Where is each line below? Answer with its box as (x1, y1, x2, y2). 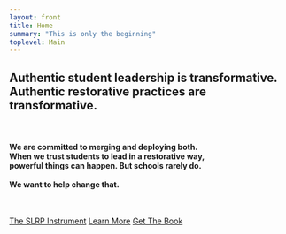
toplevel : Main (9, 37, 66, 47)
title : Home (9, 21, 53, 30)
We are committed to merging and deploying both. (9, 141, 198, 152)
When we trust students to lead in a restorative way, (9, 151, 205, 162)
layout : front (9, 12, 62, 22)
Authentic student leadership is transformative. (9, 70, 278, 85)
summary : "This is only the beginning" (9, 29, 157, 38)
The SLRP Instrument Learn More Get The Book (9, 215, 183, 226)
